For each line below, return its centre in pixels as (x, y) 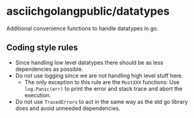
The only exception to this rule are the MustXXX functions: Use (102, 82)
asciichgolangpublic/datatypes (88, 11)
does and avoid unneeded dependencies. (68, 108)
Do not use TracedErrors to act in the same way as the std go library (102, 101)
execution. (37, 95)
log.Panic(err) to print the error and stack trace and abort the (103, 88)
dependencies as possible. (49, 69)
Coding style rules (42, 48)
